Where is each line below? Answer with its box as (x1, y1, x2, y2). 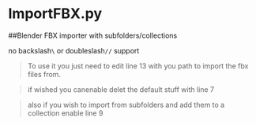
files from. (27, 69, 62, 79)
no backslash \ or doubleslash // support (8, 46, 140, 55)
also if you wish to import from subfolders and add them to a (27, 100, 225, 109)
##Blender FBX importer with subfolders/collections (8, 31, 178, 40)
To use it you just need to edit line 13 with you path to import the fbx (27, 61, 249, 71)
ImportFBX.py (8, 5, 103, 23)
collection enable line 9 (27, 108, 104, 118)
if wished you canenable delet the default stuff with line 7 (27, 84, 215, 94)
